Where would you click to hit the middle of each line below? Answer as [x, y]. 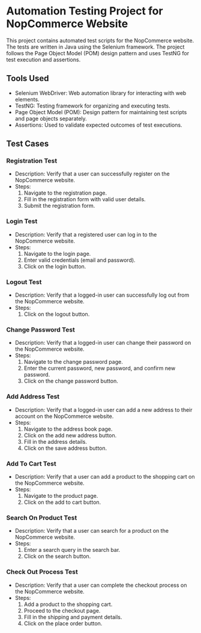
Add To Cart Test [31, 464]
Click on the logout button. [57, 314]
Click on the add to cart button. [62, 502]
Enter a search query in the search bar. [72, 550]
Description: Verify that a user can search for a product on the [92, 531]
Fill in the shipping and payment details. [73, 617]
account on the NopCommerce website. [64, 416]
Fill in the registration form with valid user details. [85, 199]
